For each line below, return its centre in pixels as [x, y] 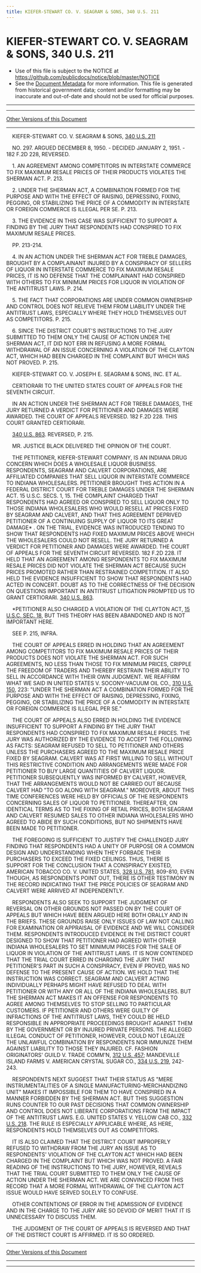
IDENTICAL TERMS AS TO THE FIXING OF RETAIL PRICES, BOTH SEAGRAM [100, 809]
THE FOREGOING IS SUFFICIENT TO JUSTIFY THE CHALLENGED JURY [100, 840]
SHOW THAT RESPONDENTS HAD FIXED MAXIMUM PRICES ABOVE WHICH [100, 534]
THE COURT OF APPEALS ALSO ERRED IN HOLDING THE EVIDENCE [96, 720]
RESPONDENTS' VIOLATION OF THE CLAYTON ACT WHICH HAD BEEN [94, 1154]
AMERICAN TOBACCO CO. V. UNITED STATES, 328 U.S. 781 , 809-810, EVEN [100, 871]
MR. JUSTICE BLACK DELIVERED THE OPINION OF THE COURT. [91, 446]
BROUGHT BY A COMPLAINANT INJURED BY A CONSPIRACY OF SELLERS [99, 263]
